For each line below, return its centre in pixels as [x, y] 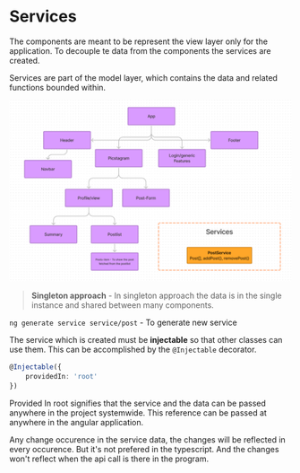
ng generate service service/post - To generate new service [123, 323]
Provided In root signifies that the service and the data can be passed [138, 403]
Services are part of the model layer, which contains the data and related [143, 77]
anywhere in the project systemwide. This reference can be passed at [138, 412]
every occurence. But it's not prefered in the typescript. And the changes [144, 449]
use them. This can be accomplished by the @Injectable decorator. [133, 350]
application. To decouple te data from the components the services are [140, 50]
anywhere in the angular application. [77, 422]
